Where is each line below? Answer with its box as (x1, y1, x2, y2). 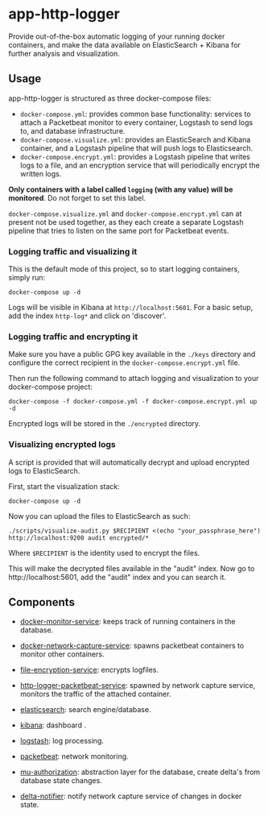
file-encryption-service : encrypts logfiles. (19, 665, 159, 675)
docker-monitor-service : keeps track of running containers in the (19, 617, 236, 627)
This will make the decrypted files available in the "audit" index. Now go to (8, 563, 255, 573)
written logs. (19, 168, 62, 178)
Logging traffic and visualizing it (8, 246, 138, 257)
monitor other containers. (19, 649, 105, 659)
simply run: (8, 273, 46, 283)
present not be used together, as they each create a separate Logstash (8, 217, 244, 226)
